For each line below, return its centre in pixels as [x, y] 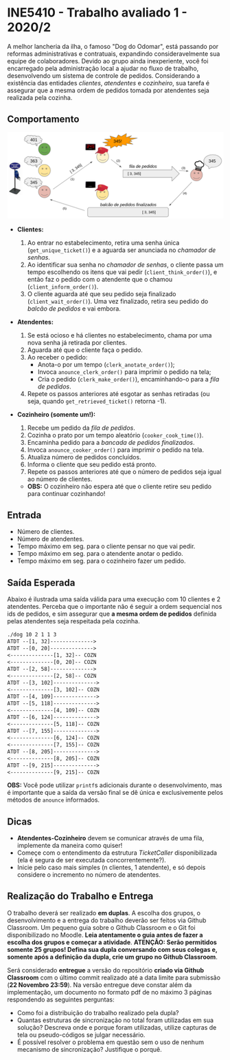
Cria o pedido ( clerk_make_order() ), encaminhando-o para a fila [128, 379]
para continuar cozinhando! [66, 493]
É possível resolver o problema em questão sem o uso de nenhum [111, 1042]
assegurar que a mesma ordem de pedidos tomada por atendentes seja [108, 90]
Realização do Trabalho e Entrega [80, 896]
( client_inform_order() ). [63, 287]
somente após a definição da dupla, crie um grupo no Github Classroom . [112, 957]
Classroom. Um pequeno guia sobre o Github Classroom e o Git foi [101, 927]
